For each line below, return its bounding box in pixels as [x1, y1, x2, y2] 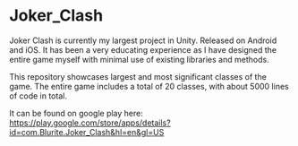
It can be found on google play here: [9, 107, 143, 118]
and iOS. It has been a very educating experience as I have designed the [9, 44, 277, 55]
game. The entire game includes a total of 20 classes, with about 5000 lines [9, 81, 289, 91]
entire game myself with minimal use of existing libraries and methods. [9, 54, 270, 64]
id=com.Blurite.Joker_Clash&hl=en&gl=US [9, 126, 165, 137]
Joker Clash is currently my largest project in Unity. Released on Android [9, 35, 277, 46]
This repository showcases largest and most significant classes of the [9, 71, 267, 82]
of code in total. [9, 90, 67, 101]
